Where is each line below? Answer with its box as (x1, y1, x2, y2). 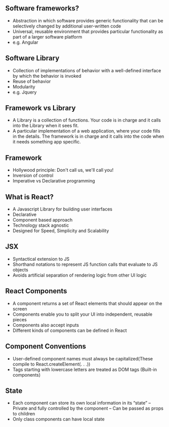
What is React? (5, 193, 54, 201)
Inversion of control (12, 172, 54, 178)
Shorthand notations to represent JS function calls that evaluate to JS (12, 261, 158, 267)
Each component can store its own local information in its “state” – (12, 400, 151, 406)
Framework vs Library (5, 104, 76, 112)
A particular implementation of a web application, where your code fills (12, 128, 160, 134)
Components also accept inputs (12, 322, 79, 328)
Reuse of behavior (12, 78, 51, 84)
